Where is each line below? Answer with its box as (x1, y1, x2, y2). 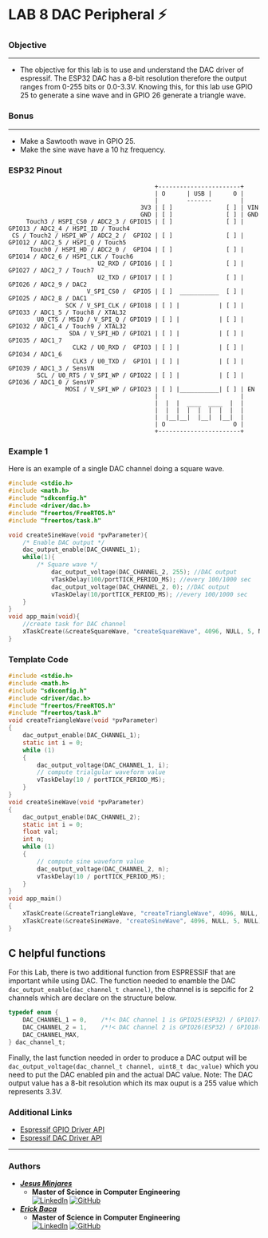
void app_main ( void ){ (8, 613, 81, 621)
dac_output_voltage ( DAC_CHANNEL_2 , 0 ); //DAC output (50, 583, 230, 591)
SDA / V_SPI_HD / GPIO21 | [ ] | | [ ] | (69, 330, 245, 338)
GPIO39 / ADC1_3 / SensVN (8, 364, 94, 373)
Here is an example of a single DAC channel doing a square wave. (8, 464, 225, 474)
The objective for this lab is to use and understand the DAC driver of (19, 65, 245, 75)
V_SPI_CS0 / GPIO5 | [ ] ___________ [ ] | (86, 288, 245, 296)
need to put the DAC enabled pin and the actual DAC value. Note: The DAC (8, 1069, 254, 1079)
